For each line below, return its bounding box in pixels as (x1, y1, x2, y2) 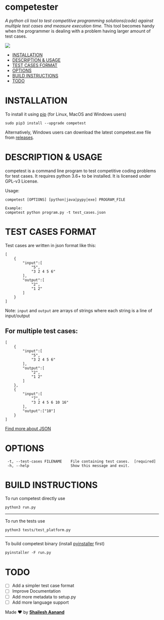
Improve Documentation (12, 588, 61, 594)
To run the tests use (5, 518, 45, 524)
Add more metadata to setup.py (12, 594, 77, 599)
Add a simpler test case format (12, 583, 75, 589)
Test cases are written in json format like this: (5, 242, 96, 248)
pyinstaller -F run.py (5, 550, 51, 555)
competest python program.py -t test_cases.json (5, 210, 106, 215)
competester (5, 1, 59, 13)
